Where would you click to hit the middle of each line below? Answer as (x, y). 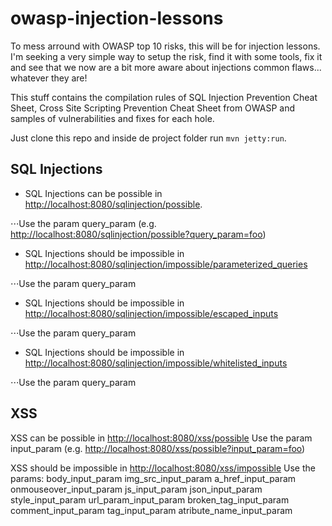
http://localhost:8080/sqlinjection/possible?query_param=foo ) (138, 234)
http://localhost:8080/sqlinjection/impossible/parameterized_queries (166, 264)
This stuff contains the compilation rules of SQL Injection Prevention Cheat (164, 97)
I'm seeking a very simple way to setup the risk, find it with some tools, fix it (166, 56)
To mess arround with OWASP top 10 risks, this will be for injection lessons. (165, 46)
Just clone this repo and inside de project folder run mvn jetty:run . (148, 138)
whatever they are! (49, 78)
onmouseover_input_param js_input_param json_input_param (136, 489)
